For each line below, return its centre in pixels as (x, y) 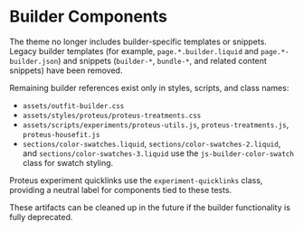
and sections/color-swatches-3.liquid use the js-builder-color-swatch (158, 153)
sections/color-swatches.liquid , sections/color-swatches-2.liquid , (151, 143)
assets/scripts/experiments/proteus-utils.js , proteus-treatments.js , (156, 125)
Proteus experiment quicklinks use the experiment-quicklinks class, (136, 180)
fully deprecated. (41, 217)
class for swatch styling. (68, 162)
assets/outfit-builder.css (73, 106)
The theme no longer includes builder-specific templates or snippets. (138, 42)
